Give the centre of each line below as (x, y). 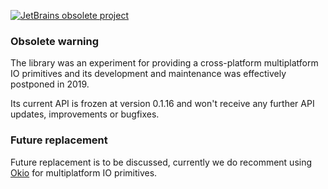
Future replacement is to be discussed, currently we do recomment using (161, 162)
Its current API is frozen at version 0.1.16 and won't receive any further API (162, 104)
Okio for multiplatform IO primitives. (84, 172)
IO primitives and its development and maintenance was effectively (148, 74)
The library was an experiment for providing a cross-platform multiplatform (164, 63)
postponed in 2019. (50, 84)
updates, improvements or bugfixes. (85, 114)
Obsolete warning (55, 41)
